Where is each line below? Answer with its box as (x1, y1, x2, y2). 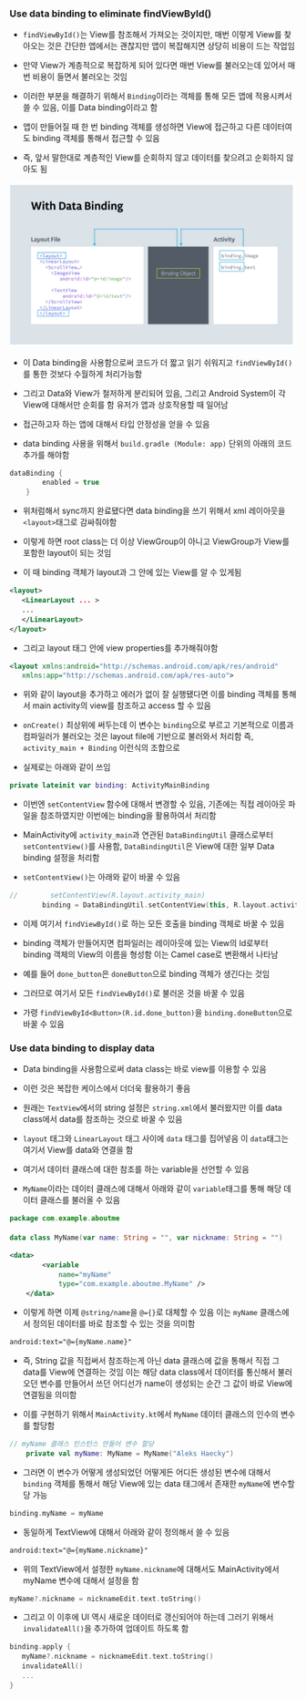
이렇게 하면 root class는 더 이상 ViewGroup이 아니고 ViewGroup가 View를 (22, 536, 290, 547)
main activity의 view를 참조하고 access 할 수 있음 (32, 700, 211, 711)
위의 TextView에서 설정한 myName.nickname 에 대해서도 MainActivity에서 (22, 1563, 280, 1574)
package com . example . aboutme (9, 1214, 120, 1223)
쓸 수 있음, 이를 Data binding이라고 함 (22, 102, 158, 113)
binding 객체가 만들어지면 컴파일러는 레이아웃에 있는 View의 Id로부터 (22, 937, 269, 948)
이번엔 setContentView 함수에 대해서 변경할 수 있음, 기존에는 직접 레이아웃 (22, 798, 287, 809)
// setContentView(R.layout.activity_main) (9, 891, 206, 900)
